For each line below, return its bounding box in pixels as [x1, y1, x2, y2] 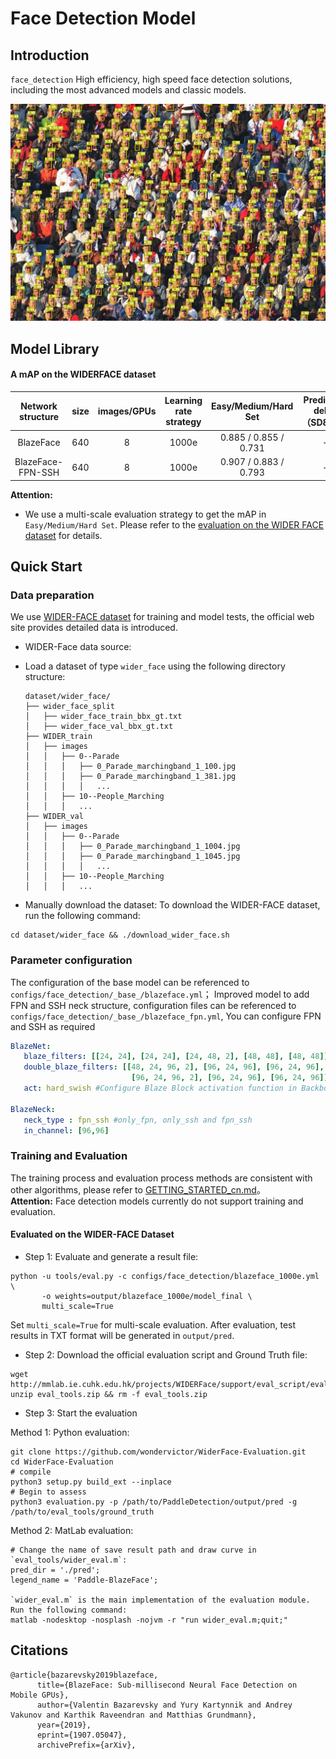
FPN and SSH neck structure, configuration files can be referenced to [10, 999, 297, 1011]
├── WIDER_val [24, 812, 84, 822]
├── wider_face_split [24, 702, 115, 712]
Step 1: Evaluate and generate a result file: [24, 1250, 199, 1262]
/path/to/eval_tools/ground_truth [10, 1507, 155, 1517]
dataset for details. [24, 529, 103, 541]
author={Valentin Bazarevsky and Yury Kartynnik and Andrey [36, 1700, 293, 1710]
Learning [164, 395, 203, 407]
